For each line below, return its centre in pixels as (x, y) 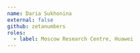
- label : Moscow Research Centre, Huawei (73, 39)
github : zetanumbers (37, 26)
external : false (30, 20)
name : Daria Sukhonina (39, 13)
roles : (16, 33)
